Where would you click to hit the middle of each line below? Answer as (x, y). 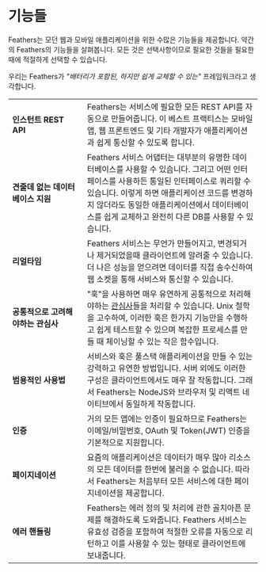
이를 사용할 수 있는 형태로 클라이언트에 (178, 543)
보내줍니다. (106, 555)
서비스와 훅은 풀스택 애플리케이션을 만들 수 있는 (170, 356)
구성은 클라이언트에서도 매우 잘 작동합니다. (161, 379)
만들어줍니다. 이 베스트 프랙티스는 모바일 (182, 118)
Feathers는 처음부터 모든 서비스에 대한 (164, 481)
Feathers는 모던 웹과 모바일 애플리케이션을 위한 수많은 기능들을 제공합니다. (124, 40)
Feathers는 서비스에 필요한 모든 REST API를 (165, 106)
